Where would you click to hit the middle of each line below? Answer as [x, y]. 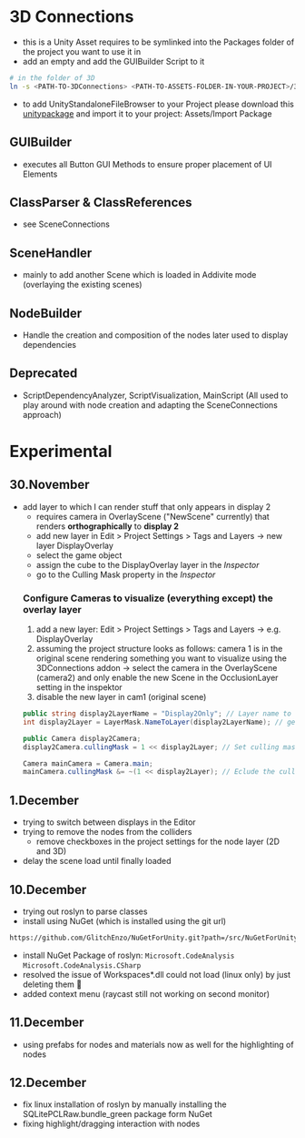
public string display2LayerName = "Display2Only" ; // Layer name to [157, 714]
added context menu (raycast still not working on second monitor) [146, 993]
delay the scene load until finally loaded [97, 861]
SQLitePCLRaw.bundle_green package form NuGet [118, 1114]
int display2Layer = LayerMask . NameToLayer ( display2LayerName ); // [153, 722]
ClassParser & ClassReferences [101, 202]
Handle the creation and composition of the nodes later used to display [155, 335]
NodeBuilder [46, 313]
